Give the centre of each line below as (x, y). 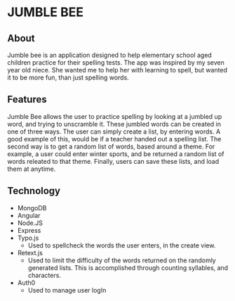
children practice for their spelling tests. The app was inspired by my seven (116, 63)
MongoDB (32, 207)
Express (29, 230)
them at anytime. (32, 169)
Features (27, 100)
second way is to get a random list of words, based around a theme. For (111, 146)
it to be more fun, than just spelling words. (68, 77)
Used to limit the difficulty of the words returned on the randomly (122, 260)
